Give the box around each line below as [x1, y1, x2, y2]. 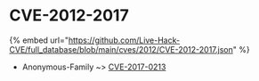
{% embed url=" [9, 35, 69, 45]
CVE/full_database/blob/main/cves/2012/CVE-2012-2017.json [9, 44, 234, 54]
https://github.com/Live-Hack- [68, 35, 181, 45]
